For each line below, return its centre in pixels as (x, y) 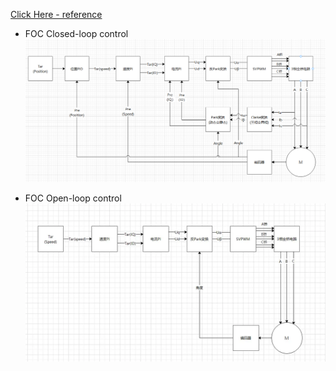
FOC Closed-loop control (76, 33)
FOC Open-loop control (73, 198)
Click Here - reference (56, 14)
